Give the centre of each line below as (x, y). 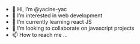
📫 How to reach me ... (40, 35)
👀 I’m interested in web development (57, 15)
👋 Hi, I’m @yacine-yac (39, 9)
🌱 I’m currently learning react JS (52, 22)
